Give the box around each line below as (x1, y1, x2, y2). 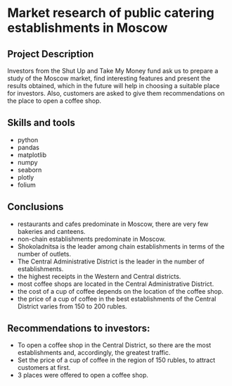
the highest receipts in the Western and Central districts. (17, 272, 181, 280)
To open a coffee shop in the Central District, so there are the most (17, 341, 212, 349)
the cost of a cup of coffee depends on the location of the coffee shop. (17, 287, 224, 295)
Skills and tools (7, 117, 75, 129)
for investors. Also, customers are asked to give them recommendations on (7, 89, 225, 97)
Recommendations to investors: (7, 323, 150, 335)
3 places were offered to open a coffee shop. (17, 371, 149, 380)
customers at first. (17, 363, 71, 372)
